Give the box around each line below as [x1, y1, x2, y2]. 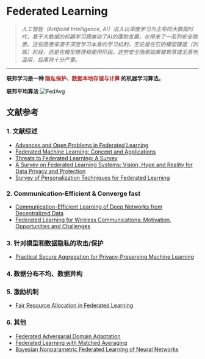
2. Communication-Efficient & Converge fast [6, 189, 141, 198]
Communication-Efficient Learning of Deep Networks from [15, 203, 163, 210]
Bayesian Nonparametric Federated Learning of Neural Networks [15, 346, 179, 353]
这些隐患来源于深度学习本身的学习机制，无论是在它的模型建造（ [32, 40, 193, 48]
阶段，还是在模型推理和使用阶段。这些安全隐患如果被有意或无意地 [32, 48, 198, 56]
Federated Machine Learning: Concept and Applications [15, 148, 156, 155]
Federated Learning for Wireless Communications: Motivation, [15, 216, 172, 223]
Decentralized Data [15, 209, 64, 217]
